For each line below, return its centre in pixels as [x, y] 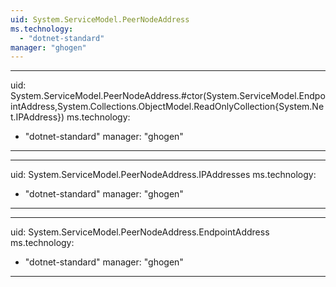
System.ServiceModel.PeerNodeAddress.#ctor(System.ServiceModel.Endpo [168, 96]
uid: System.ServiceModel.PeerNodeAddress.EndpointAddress [140, 232]
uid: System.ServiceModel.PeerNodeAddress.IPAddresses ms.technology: [163, 175]
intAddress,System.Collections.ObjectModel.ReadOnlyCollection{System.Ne [167, 107]
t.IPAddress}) [37, 117]
